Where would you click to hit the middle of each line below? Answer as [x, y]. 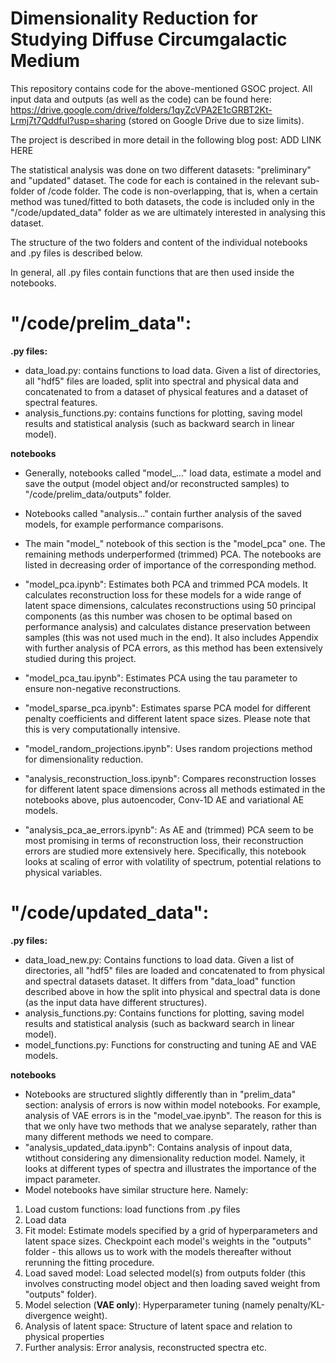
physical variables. [63, 872]
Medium [45, 61]
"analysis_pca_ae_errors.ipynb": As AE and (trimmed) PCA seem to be [169, 829]
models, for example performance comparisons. [124, 524]
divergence [48, 1315]
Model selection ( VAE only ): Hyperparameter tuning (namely [149, 1304]
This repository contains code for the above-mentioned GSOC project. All [161, 88]
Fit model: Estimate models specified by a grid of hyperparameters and [171, 1230]
